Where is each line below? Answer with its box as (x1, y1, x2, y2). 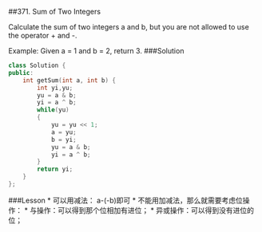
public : (8, 69, 34, 77)
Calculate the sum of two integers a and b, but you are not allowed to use (8, 22, 249, 31)
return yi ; (37, 165, 73, 174)
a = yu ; (50, 128, 77, 136)
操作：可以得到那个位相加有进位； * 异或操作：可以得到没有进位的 (36, 205, 254, 214)
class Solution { (8, 61, 66, 69)
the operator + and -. (8, 31, 77, 40)
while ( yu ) (37, 106, 69, 114)
